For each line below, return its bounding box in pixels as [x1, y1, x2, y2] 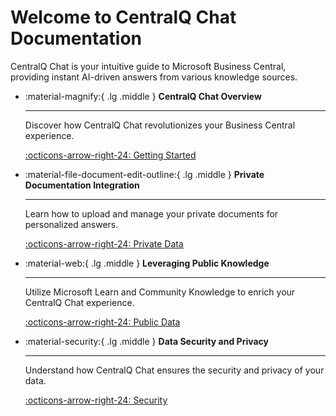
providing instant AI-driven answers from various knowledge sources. [10, 71, 298, 83]
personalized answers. [24, 218, 119, 230]
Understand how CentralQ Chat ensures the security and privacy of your [24, 364, 325, 376]
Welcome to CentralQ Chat [10, 6, 237, 29]
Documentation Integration [24, 179, 140, 191]
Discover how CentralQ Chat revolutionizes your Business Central [24, 119, 296, 131]
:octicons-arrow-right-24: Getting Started [24, 149, 197, 161]
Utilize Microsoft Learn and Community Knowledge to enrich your [24, 286, 296, 298]
